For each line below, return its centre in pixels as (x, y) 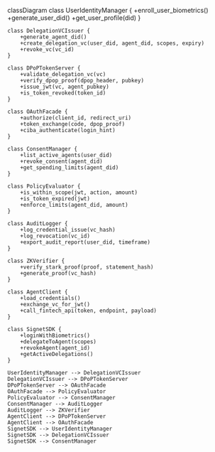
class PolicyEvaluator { (44, 186)
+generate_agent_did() (54, 37)
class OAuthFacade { (38, 112)
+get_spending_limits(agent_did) (70, 168)
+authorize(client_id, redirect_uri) (76, 118)
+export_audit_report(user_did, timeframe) (86, 242)
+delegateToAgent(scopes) (59, 342)
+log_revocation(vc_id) (55, 236)
